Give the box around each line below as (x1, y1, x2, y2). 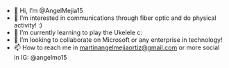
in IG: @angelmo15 (13, 54, 67, 61)
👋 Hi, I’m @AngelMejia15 (13, 7, 83, 14)
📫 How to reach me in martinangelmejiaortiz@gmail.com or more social (13, 43, 220, 52)
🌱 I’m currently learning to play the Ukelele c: (13, 28, 142, 36)
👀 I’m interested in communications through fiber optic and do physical (13, 14, 217, 22)
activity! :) (13, 21, 43, 29)
